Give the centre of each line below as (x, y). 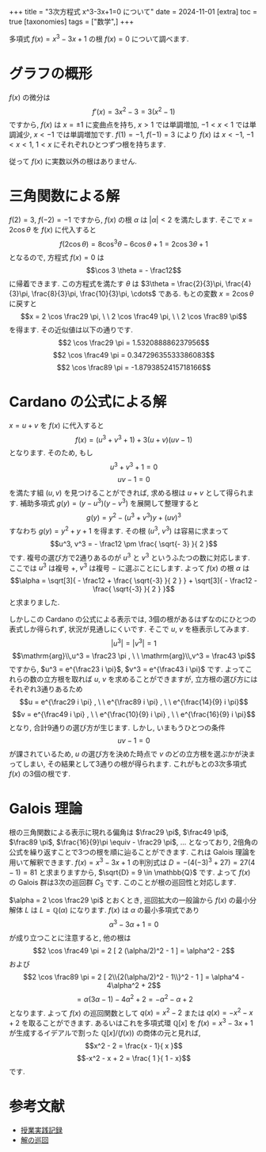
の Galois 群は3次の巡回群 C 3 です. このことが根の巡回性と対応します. (123, 883)
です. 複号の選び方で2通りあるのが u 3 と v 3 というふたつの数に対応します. (129, 557)
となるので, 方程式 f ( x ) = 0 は (57, 257)
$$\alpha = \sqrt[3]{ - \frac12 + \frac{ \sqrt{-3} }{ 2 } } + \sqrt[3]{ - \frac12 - (134, 580)
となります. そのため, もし (51, 453)
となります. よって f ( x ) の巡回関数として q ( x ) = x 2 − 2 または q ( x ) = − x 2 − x (131, 1012)
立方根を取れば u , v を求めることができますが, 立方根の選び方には (150, 679)
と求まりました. (34, 603)
